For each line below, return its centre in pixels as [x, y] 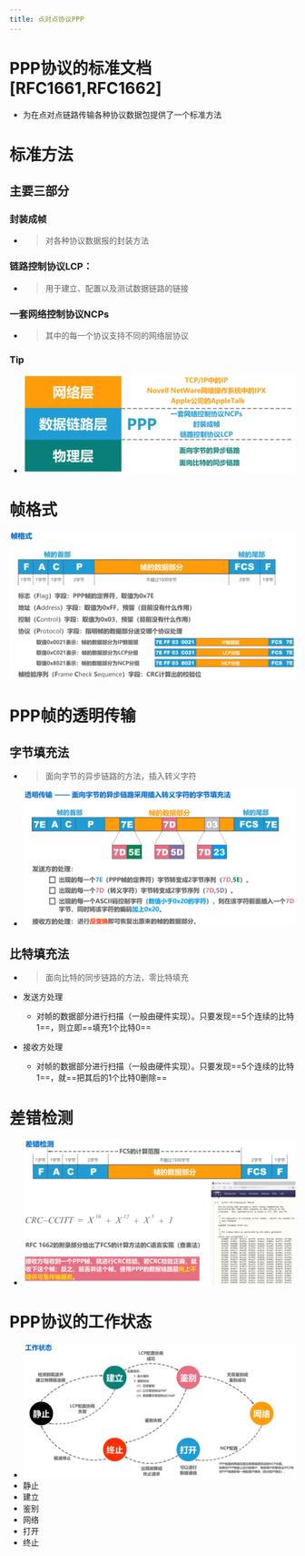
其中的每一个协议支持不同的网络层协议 [117, 336]
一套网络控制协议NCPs [59, 314]
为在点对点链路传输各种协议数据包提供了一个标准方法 [122, 115]
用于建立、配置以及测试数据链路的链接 [117, 288]
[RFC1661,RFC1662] [86, 88]
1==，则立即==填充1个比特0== [93, 1028]
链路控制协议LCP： [51, 267]
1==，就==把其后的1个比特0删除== [102, 1078]
